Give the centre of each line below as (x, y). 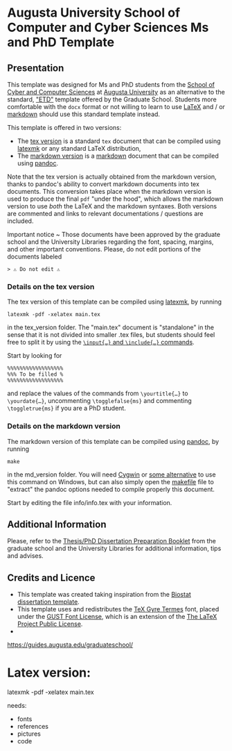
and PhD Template (61, 42)
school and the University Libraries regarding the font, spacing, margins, (110, 242)
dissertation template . (48, 602)
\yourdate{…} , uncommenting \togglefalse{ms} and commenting (99, 401)
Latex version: (49, 673)
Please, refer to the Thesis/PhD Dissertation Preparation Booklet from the (112, 541)
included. (20, 221)
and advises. (25, 556)
